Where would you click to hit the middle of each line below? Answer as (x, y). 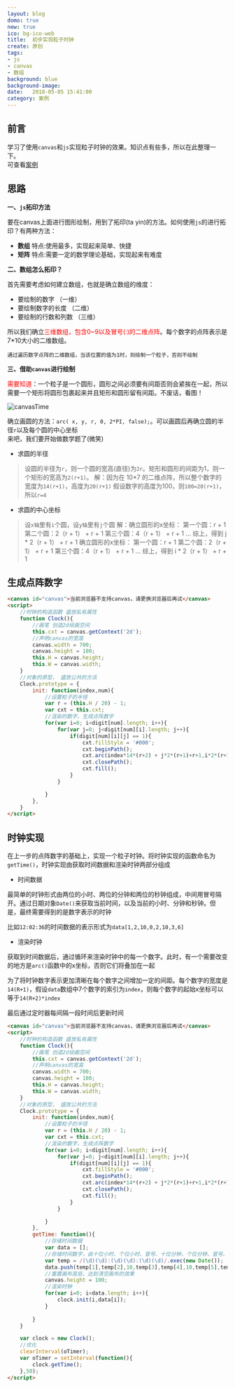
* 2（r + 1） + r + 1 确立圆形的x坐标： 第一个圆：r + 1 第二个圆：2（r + (126, 542)
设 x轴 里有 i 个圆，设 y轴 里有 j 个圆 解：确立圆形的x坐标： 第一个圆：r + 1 (125, 524)
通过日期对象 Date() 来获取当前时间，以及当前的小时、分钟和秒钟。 (114, 903)
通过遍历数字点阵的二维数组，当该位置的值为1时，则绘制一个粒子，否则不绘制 (102, 355)
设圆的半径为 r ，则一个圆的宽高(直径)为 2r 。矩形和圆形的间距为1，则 (121, 468)
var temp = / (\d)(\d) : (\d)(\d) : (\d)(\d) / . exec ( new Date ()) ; (134, 1260)
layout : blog (26, 14)
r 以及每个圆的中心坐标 (46, 429)
